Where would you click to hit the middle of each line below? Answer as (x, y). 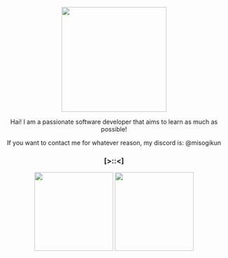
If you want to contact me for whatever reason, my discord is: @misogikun (114, 143)
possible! (114, 129)
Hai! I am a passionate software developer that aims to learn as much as (114, 122)
